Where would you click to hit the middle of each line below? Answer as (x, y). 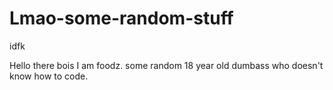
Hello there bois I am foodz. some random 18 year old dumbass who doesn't (166, 65)
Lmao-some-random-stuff (121, 18)
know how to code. (49, 76)
